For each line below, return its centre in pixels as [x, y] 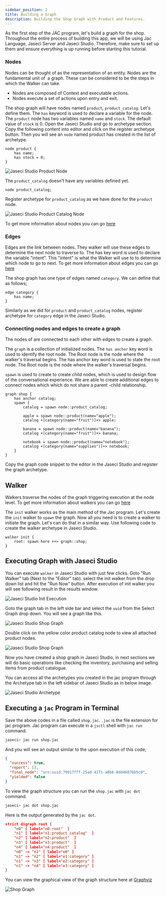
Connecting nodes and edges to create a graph [63, 328]
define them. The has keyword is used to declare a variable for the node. [79, 113]
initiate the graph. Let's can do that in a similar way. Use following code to [81, 523]
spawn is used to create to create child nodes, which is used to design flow [81, 375]
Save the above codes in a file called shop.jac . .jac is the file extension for [82, 720]
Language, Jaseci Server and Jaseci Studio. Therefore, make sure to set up [82, 44]
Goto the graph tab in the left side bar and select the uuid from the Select [80, 608]
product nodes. [21, 638]
